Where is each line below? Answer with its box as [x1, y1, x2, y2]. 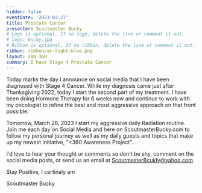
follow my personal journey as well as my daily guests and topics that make [6, 132, 194, 139]
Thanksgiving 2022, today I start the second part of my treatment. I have [6, 88, 187, 96]
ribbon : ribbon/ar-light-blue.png [6, 48, 93, 54]
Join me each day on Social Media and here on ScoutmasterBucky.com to [6, 126, 190, 133]
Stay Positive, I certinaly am [6, 168, 75, 175]
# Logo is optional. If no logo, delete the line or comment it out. [6, 31, 185, 37]
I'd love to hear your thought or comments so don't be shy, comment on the [6, 150, 194, 157]
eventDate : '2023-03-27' [6, 14, 69, 20]
